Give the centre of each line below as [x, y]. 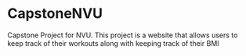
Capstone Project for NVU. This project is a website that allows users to [123, 35]
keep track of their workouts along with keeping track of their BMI [114, 43]
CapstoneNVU [55, 14]
